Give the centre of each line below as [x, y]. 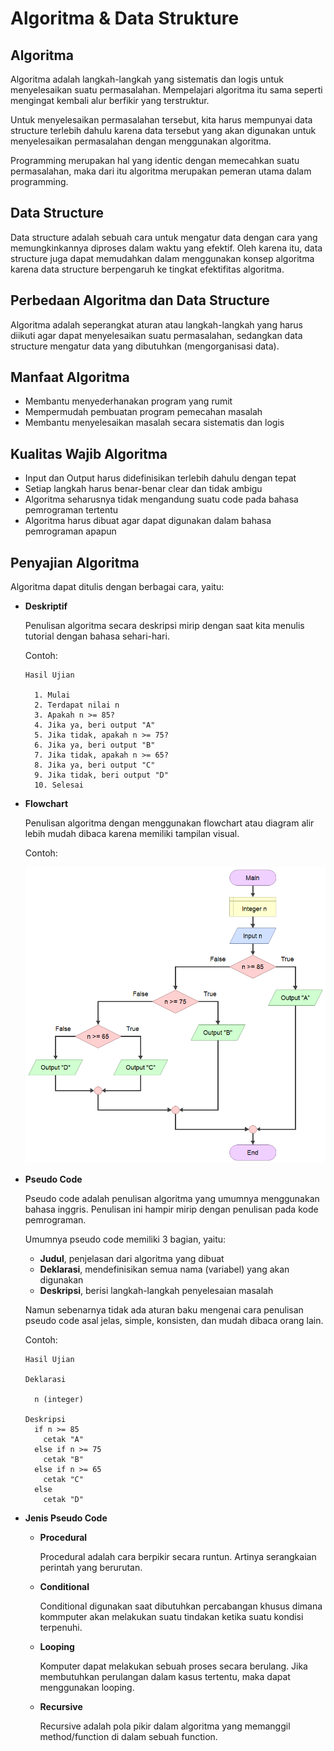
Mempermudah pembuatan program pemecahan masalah [143, 412]
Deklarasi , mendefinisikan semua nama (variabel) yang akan [164, 1269]
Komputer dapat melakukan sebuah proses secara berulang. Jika [173, 1666]
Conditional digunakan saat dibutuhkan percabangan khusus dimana [181, 1606]
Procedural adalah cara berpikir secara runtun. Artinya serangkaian [178, 1557]
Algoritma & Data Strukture [125, 18]
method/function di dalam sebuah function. [128, 1737]
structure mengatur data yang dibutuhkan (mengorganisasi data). [145, 346]
